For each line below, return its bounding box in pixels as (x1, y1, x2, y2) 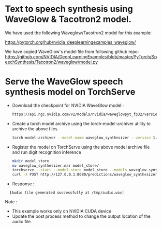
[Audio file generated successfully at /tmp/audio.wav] (9, 191, 124, 195)
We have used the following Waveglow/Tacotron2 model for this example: (5, 30, 152, 35)
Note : (5, 199, 17, 205)
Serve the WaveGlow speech (5, 76, 123, 87)
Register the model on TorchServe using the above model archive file (12, 144, 150, 150)
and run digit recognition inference (12, 149, 81, 155)
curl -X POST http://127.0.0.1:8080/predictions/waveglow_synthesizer (12, 172, 158, 177)
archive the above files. (12, 125, 59, 132)
